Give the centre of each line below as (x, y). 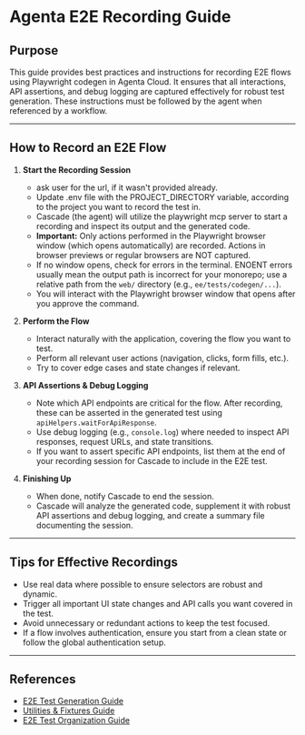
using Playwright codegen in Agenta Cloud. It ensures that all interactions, (148, 82)
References (43, 680)
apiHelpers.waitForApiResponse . (96, 422)
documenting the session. (84, 525)
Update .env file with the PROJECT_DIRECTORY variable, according (162, 196)
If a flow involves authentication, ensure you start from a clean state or (155, 632)
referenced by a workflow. (59, 111)
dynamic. (40, 594)
